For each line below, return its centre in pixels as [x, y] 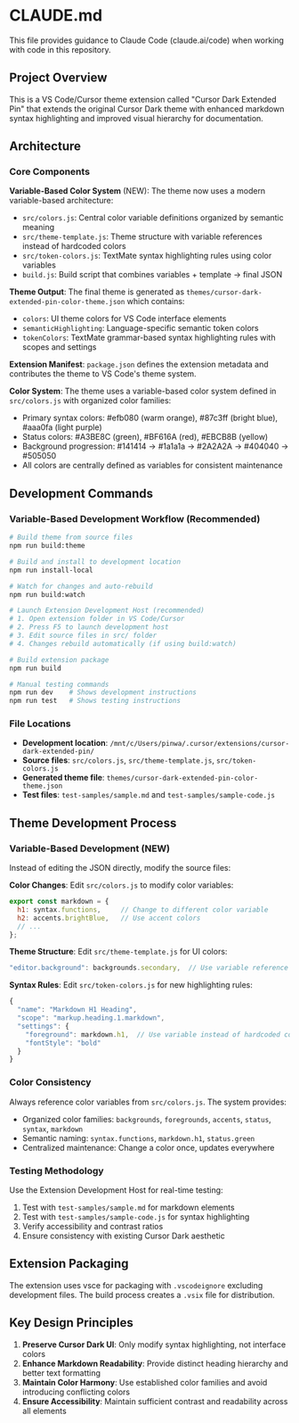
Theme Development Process [93, 823]
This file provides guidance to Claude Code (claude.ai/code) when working [147, 40]
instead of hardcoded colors [74, 246]
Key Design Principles [71, 1323]
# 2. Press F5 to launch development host [89, 627]
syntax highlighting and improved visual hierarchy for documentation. [137, 118]
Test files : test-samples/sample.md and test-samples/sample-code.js [149, 795]
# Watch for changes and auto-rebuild [81, 586]
